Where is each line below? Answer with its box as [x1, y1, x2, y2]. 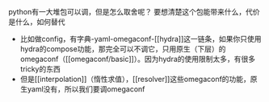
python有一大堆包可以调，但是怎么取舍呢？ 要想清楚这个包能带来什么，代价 [8, 7, 260, 16]
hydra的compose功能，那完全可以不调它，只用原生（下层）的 [19, 44, 226, 54]
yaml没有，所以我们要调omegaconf [27, 84, 145, 94]
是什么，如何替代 [8, 17, 65, 27]
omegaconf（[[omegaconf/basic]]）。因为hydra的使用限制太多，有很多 [19, 55, 256, 63]
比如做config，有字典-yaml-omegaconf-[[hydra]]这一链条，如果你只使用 [19, 35, 262, 43]
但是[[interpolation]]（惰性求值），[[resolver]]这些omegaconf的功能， [19, 75, 250, 84]
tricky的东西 [19, 64, 61, 74]
